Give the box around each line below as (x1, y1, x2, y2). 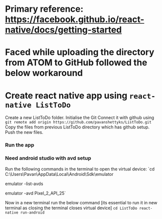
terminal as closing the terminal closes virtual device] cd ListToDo (5, 205, 138, 211)
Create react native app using (5, 90, 128, 101)
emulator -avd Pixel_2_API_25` (5, 190, 66, 196)
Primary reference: (5, 3, 84, 15)
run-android (20, 210, 45, 215)
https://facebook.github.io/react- (5, 14, 145, 25)
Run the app (5, 142, 34, 148)
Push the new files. (5, 129, 43, 135)
